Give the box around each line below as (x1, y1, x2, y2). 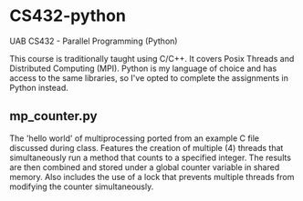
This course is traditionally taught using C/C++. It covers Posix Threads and (9, 53, 295, 64)
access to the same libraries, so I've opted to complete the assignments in (9, 72, 289, 83)
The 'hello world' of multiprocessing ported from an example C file (9, 133, 260, 144)
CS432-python (9, 5, 126, 26)
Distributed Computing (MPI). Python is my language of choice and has (9, 63, 277, 74)
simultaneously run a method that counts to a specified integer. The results (9, 152, 292, 163)
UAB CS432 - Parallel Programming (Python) (9, 35, 178, 46)
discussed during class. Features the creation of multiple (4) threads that (9, 142, 284, 153)
